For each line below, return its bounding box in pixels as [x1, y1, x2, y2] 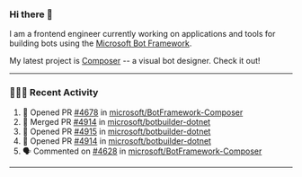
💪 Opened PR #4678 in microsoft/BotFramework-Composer [22, 107, 244, 118]
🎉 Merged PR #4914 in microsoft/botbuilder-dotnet [22, 116, 211, 127]
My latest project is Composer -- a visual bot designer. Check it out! [9, 56, 261, 66]
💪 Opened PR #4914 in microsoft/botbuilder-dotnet [22, 135, 211, 146]
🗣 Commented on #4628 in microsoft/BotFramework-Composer [22, 146, 262, 156]
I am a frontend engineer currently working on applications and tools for [9, 29, 276, 40]
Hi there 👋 [9, 8, 54, 21]
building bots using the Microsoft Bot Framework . [9, 38, 192, 49]
